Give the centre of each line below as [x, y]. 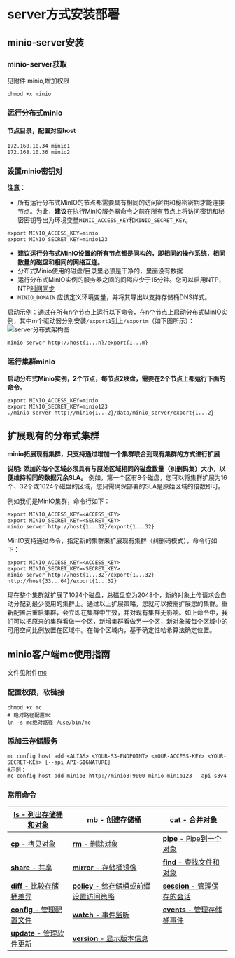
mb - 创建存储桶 [114, 820]
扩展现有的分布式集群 [53, 436]
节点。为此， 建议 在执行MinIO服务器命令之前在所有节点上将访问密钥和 [118, 212]
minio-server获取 [37, 64]
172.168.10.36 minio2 [39, 152]
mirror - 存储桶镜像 [105, 868]
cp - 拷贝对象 [33, 844]
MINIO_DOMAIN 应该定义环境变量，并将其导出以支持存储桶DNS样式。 [114, 297]
